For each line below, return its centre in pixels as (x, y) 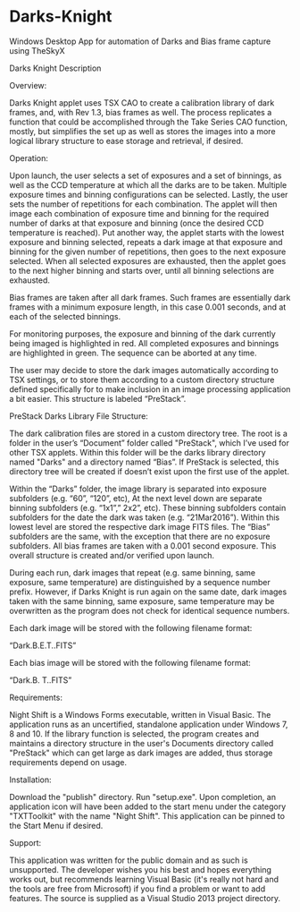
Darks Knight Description (55, 68)
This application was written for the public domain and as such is (129, 860)
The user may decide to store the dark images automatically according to (144, 370)
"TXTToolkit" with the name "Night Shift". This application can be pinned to (147, 815)
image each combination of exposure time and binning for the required (139, 213)
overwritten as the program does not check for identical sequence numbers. (150, 610)
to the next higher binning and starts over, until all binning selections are (142, 270)
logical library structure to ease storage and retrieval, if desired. (126, 141)
